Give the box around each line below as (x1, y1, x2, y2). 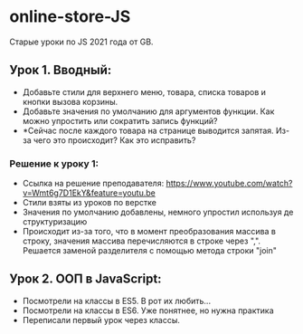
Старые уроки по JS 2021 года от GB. (9, 36, 154, 47)
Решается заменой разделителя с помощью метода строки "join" (22, 245, 278, 256)
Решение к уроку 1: (9, 157, 99, 169)
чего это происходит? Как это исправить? (33, 134, 196, 146)
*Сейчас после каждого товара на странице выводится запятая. (22, 125, 274, 136)
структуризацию (22, 216, 88, 227)
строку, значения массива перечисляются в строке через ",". (22, 235, 260, 246)
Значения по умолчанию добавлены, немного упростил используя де (22, 206, 294, 218)
